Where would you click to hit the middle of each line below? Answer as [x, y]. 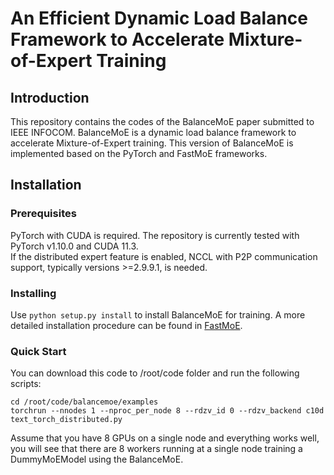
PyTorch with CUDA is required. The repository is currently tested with [155, 235]
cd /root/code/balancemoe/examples [84, 402]
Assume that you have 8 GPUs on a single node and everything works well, [165, 438]
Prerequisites [43, 214]
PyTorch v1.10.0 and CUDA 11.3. [74, 246]
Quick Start [38, 351]
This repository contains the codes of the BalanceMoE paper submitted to [162, 121]
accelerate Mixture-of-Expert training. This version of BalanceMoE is [152, 143]
